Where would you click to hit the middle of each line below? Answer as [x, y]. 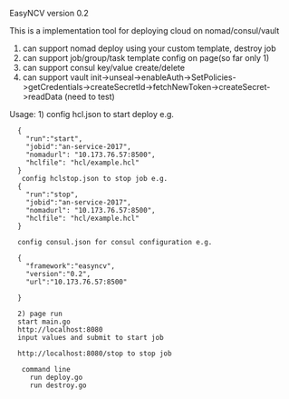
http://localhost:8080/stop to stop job [95, 354]
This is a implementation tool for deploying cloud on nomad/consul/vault [144, 30]
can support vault [55, 77]
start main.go [44, 322]
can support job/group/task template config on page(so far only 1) [146, 58]
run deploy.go [56, 377]
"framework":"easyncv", [71, 266]
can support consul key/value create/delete [104, 68]
